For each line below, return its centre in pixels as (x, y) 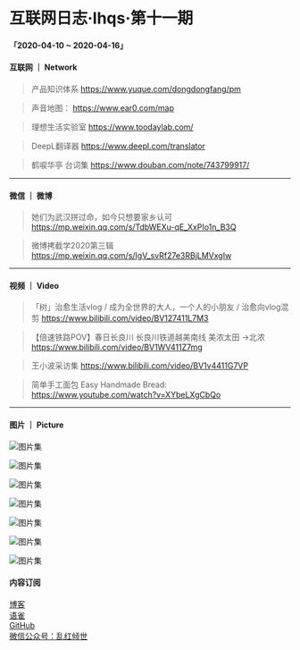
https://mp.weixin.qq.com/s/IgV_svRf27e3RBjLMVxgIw (131, 256)
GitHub (22, 625)
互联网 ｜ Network (43, 67)
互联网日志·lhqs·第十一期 (101, 18)
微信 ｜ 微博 (31, 195)
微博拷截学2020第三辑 (72, 246)
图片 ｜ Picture (37, 425)
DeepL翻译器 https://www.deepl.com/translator (118, 146)
